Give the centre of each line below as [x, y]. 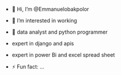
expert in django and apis [43, 43]
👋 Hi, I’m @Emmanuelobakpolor [50, 9]
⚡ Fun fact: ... [28, 67]
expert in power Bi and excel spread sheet [63, 55]
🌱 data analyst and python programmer [60, 32]
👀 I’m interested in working [44, 20]
